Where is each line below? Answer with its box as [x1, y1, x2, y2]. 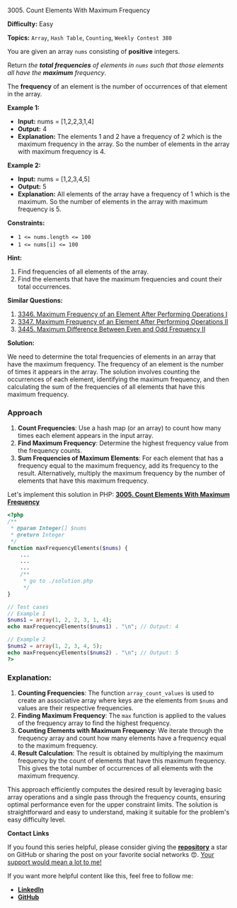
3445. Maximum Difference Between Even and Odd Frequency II [17, 325, 206, 333]
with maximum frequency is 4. [17, 147, 106, 155]
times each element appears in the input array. [17, 432, 154, 440]
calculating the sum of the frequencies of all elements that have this [7, 383, 205, 391]
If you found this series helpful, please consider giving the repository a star [7, 843, 228, 851]
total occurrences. [17, 283, 71, 291]
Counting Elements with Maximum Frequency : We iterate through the [17, 726, 224, 734]
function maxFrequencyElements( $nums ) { [7, 544, 129, 551]
